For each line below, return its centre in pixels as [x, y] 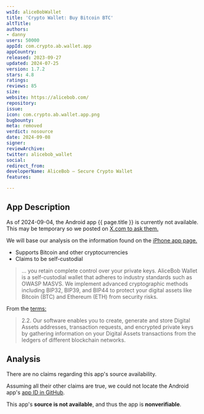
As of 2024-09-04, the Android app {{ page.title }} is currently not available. [102, 222]
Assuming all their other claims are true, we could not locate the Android [97, 386]
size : [13, 92]
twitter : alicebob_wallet [39, 154]
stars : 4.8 [20, 75]
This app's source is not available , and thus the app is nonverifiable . [94, 404]
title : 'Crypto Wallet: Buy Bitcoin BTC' [60, 18]
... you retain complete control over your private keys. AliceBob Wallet [109, 271]
